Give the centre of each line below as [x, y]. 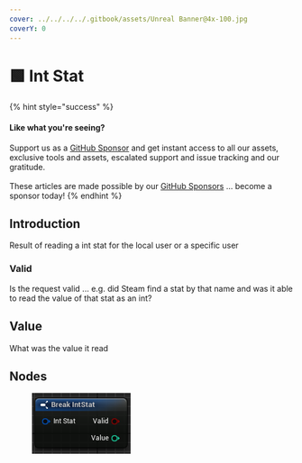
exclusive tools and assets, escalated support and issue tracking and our [145, 157]
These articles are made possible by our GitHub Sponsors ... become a [141, 186]
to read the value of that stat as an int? [81, 298]
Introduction [45, 224]
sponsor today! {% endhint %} [66, 195]
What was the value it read [59, 348]
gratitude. [27, 167]
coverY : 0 [28, 28]
